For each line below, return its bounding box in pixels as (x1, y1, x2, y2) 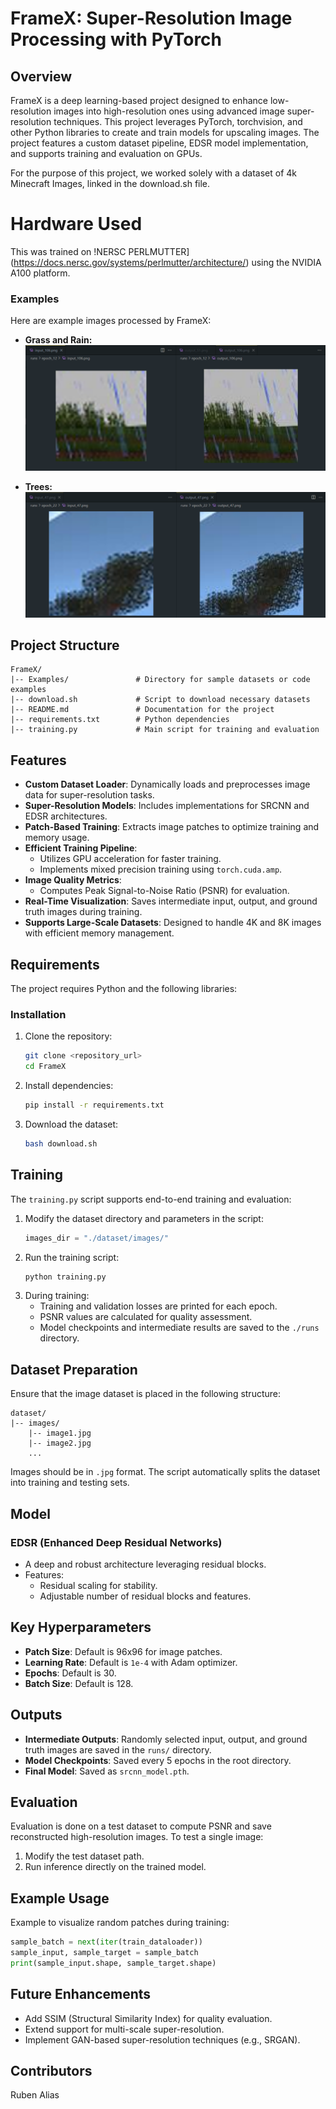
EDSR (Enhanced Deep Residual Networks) (10, 1535, 223, 1549)
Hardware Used (10, 213, 143, 236)
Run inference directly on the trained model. (24, 1861, 207, 1873)
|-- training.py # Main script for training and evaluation (10, 725, 320, 735)
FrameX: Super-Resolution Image (10, 7, 293, 30)
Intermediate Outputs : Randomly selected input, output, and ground (24, 1733, 308, 1745)
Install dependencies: (24, 1080, 114, 1092)
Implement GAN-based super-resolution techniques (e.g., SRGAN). (24, 2033, 301, 2046)
